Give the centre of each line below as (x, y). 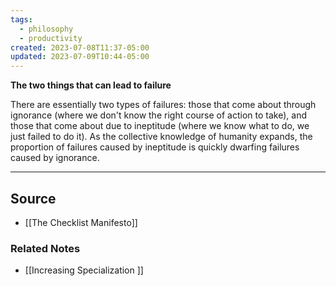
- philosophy (46, 29)
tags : (21, 19)
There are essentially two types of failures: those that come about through (163, 105)
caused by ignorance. (55, 158)
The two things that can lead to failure (91, 85)
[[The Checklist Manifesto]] (81, 222)
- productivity (51, 38)
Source (33, 198)
